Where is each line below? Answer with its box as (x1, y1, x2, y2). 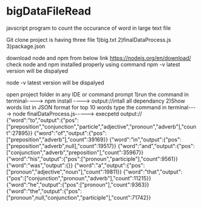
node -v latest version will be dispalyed (6, 79, 104, 86)
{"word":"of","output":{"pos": (33, 129, 107, 137)
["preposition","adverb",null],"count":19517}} (6, 142, 117, 149)
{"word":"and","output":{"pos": (117, 142, 195, 149)
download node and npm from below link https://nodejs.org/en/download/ (6, 54, 192, 61)
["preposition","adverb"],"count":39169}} (6, 135, 108, 143)
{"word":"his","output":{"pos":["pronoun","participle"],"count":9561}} (6, 155, 178, 162)
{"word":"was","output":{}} (6, 161, 73, 169)
